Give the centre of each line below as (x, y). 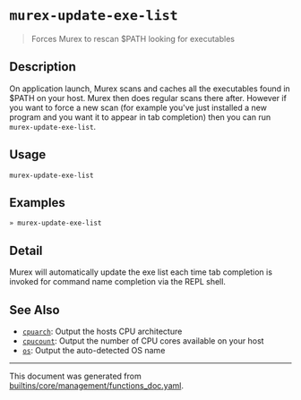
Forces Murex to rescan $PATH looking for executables (133, 38)
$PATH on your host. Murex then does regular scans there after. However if (148, 98)
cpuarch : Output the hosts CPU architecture (102, 331)
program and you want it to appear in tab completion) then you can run (140, 117)
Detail (26, 250)
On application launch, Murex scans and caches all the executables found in (150, 89)
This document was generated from (75, 376)
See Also (34, 310)
